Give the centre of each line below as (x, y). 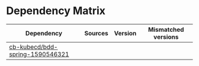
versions (166, 37)
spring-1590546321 (39, 54)
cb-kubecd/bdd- (33, 47)
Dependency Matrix (56, 11)
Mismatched (166, 29)
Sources (96, 33)
